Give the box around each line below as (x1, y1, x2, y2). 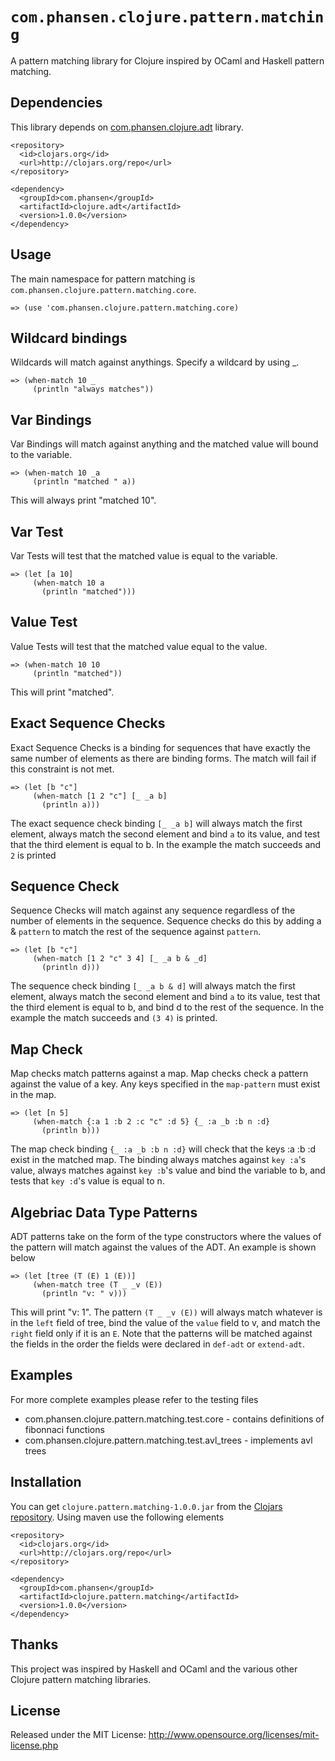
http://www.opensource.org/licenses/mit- (148, 1729, 320, 1741)
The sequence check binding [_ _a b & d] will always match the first (10, 980, 296, 992)
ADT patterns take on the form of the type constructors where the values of (10, 1231, 322, 1243)
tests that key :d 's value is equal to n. (10, 1175, 165, 1187)
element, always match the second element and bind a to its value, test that (10, 991, 321, 1003)
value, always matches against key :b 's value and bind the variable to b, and (10, 1164, 326, 1177)
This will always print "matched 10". (10, 494, 157, 507)
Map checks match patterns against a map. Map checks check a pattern (10, 1068, 309, 1080)
